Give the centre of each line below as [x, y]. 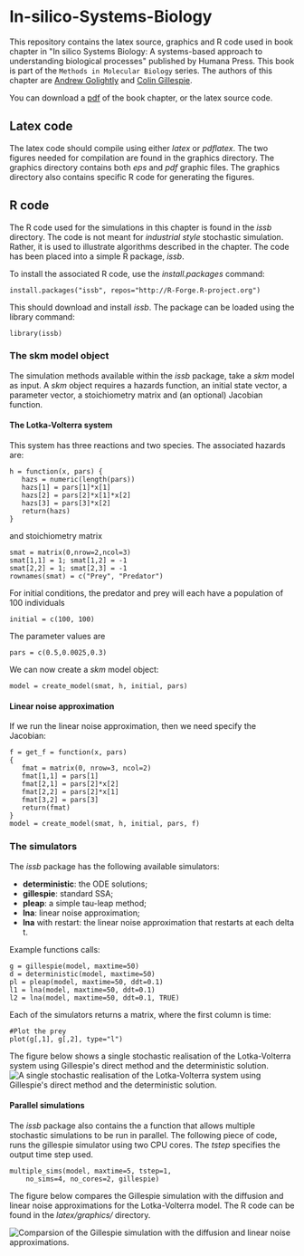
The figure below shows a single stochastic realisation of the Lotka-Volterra [150, 1056]
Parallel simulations [47, 1106]
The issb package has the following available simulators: [114, 866]
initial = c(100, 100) [52, 619]
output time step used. [51, 1154]
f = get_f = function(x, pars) [68, 753]
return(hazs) [46, 512]
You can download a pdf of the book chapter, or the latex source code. [141, 98]
